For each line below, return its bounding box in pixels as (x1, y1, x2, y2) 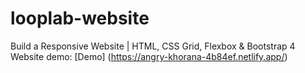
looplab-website (10, 7, 150, 30)
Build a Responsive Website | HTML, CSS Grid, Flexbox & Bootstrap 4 (10, 40, 296, 52)
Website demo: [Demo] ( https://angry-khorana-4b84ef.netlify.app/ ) (10, 50, 288, 62)
